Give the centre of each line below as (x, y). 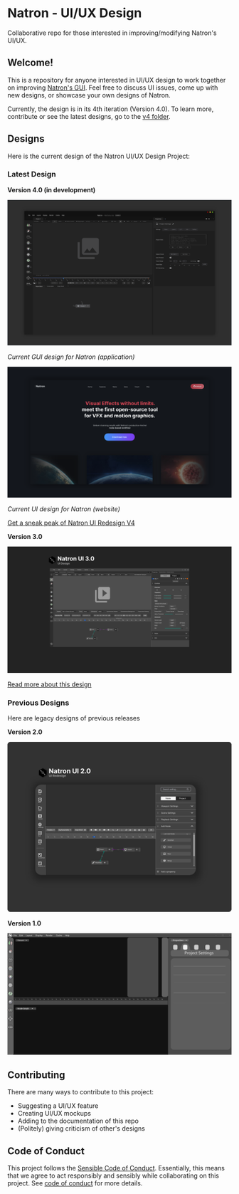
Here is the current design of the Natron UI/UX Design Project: (99, 156)
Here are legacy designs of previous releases (74, 718)
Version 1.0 (24, 923)
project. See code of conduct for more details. (75, 1183)
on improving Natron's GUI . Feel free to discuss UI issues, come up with (113, 88)
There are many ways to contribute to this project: (81, 1092)
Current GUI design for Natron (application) (71, 357)
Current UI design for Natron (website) (64, 509)
